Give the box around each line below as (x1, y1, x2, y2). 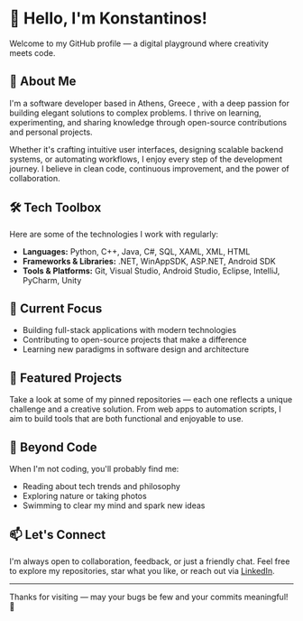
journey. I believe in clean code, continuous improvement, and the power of (9, 162, 290, 174)
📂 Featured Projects (9, 370, 123, 385)
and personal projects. (9, 126, 93, 137)
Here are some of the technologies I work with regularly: (9, 228, 219, 239)
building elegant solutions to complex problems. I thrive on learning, (9, 107, 262, 118)
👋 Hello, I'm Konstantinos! (9, 8, 207, 29)
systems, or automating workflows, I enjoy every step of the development (9, 153, 282, 164)
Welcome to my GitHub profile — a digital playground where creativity (9, 38, 269, 49)
